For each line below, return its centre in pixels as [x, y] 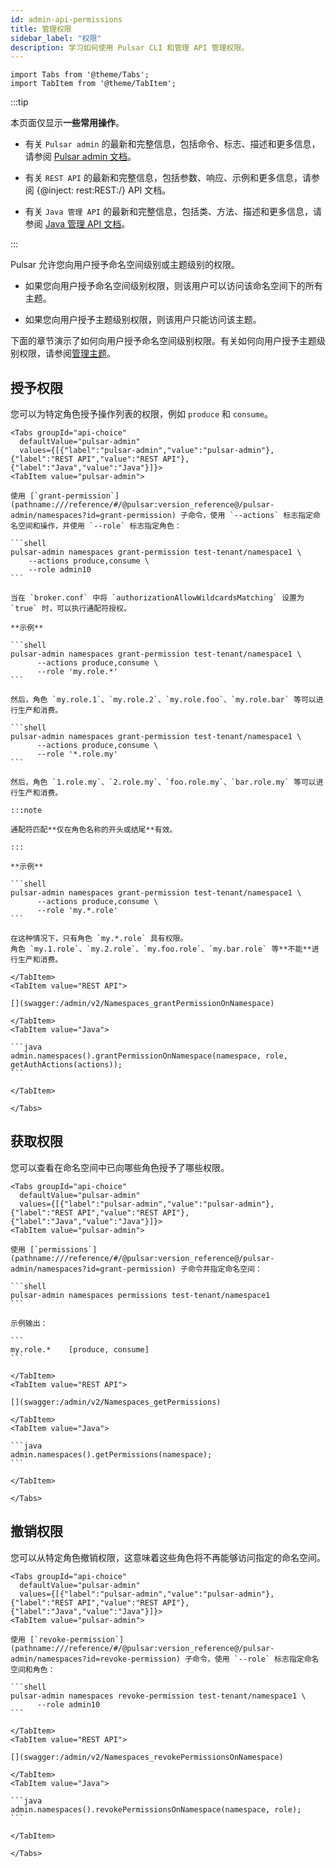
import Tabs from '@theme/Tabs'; [80, 75]
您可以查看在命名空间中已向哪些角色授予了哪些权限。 [120, 1167]
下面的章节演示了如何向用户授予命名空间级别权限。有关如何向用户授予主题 [163, 341]
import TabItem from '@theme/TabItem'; [93, 84]
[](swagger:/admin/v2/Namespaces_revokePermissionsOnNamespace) [147, 1757]
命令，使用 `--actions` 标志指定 [250, 516]
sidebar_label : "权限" [56, 38]
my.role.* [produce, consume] [80, 1349]
